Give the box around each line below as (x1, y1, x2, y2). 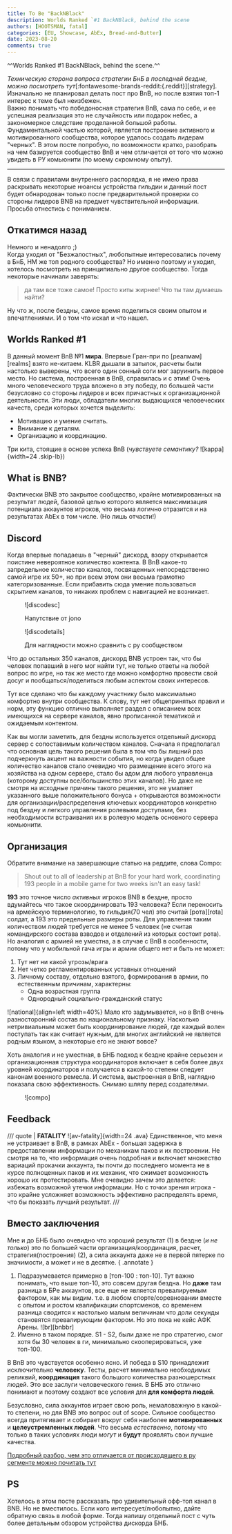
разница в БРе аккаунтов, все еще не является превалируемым (17, 1286, 207, 1294)
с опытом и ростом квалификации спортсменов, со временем (17, 1301, 202, 1309)
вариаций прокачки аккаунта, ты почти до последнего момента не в (7, 1161, 211, 1169)
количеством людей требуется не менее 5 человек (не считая (7, 923, 193, 931)
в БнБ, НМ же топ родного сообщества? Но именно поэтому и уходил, (7, 257, 216, 266)
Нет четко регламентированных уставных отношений (17, 965, 177, 974)
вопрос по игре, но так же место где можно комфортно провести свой (7, 669, 217, 678)
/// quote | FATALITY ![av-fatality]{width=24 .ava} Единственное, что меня (7, 1131, 222, 1140)
